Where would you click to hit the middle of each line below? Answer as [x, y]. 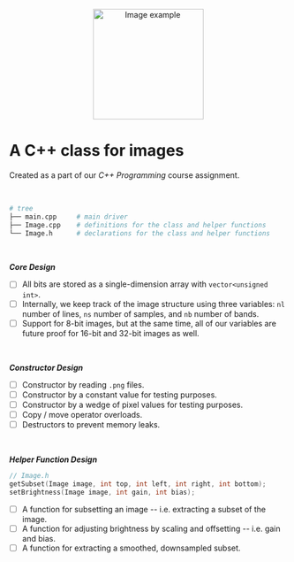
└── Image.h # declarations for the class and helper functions [140, 233]
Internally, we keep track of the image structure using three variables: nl [153, 304]
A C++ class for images [97, 151]
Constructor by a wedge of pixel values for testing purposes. [132, 404]
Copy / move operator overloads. [82, 414]
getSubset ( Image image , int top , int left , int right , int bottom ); [138, 484]
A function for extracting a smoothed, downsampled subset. [131, 548]
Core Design [32, 267]
